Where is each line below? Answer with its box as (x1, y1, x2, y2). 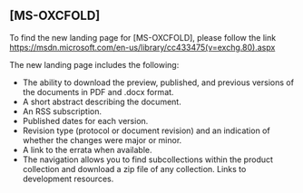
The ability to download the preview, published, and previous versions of (22, 77, 295, 88)
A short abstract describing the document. (22, 96, 181, 107)
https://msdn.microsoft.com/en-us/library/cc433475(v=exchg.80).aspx (9, 42, 276, 53)
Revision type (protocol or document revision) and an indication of (22, 125, 270, 136)
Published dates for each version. (22, 115, 149, 126)
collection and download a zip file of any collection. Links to (22, 163, 247, 174)
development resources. (22, 173, 114, 184)
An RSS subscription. (22, 105, 103, 117)
